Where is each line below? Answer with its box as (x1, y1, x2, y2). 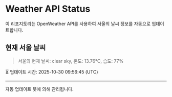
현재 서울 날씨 (5, 43, 46, 52)
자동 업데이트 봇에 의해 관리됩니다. (5, 86, 74, 92)
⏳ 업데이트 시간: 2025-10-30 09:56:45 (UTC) (5, 68, 98, 75)
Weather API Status (5, 3, 91, 15)
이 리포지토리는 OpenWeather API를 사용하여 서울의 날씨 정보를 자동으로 (5, 20, 151, 27)
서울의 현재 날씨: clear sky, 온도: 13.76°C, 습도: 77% (17, 58, 124, 64)
